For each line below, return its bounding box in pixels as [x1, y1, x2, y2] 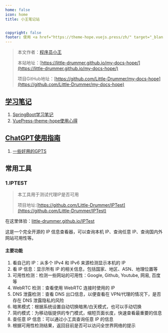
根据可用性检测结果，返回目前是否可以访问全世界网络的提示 [12, 322, 136, 328]
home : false [5, 7, 30, 13]
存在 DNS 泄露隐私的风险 [12, 297, 64, 303]
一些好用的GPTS [12, 148, 47, 154]
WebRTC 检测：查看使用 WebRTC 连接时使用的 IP [12, 284, 115, 291]
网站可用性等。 [5, 235, 36, 241]
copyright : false [5, 30, 42, 35]
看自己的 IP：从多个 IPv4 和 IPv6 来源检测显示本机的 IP [12, 259, 126, 266]
